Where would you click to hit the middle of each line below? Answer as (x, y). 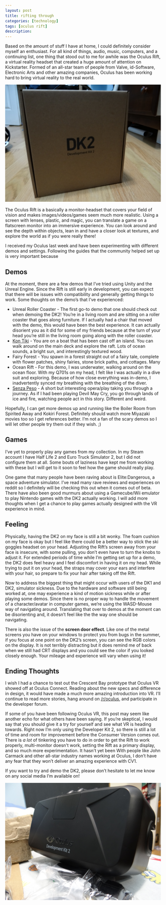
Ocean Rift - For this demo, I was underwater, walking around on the (82, 367)
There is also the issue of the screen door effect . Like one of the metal (77, 629)
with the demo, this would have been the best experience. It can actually (86, 325)
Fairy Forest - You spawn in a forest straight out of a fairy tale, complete (85, 357)
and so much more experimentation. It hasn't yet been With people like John (83, 751)
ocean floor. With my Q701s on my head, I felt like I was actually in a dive (86, 372)
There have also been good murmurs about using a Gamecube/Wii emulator (83, 493)
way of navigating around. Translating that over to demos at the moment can (83, 609)
